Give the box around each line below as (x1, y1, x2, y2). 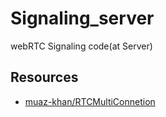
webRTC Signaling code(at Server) (10, 40, 153, 52)
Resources (10, 69, 79, 86)
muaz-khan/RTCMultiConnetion (24, 95, 156, 107)
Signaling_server (10, 7, 155, 30)
